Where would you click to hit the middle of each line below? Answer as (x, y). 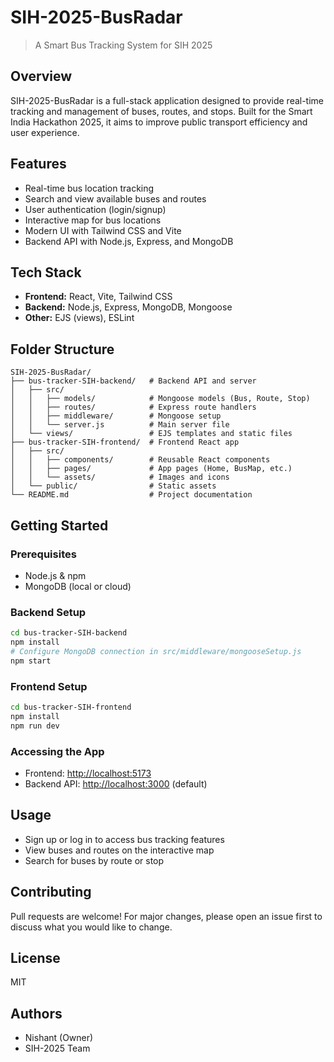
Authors (36, 1013)
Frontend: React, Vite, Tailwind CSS (98, 297)
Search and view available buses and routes (115, 198)
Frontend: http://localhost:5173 (88, 773)
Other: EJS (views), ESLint (79, 318)
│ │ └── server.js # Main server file (120, 425)
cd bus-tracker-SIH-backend (69, 633)
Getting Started (59, 525)
